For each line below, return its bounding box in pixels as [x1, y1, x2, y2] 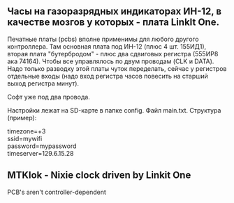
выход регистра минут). [7, 79, 79, 88]
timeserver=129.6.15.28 [7, 149, 74, 157]
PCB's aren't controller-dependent [7, 188, 107, 196]
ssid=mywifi [7, 134, 43, 143]
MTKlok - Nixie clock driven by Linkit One [7, 170, 191, 181]
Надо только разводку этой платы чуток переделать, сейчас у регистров [7, 64, 227, 72]
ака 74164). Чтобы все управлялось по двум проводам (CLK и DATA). [7, 57, 214, 65]
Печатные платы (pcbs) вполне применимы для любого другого [7, 35, 199, 43]
